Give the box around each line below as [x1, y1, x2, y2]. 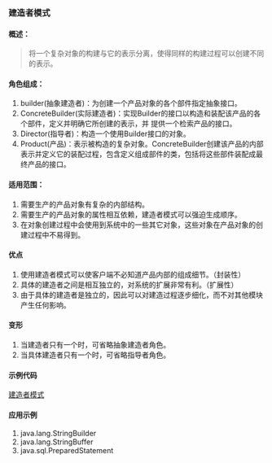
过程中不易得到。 [27, 229, 86, 239]
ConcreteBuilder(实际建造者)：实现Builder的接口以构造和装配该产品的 [20, 108, 254, 119]
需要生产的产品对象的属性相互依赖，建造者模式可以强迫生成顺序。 [20, 209, 242, 219]
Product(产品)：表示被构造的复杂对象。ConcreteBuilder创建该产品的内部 [20, 139, 264, 149]
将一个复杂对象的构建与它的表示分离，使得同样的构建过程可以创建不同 [28, 49, 265, 59]
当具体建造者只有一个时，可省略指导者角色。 [20, 350, 171, 360]
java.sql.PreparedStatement [20, 446, 114, 456]
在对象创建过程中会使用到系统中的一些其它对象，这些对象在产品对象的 [20, 220, 257, 229]
